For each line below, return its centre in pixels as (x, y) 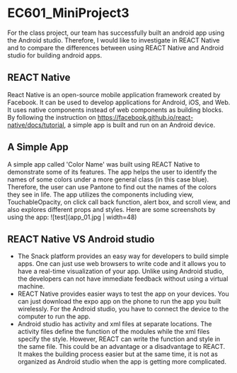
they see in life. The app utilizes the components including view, (100, 194)
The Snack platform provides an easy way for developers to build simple (123, 256)
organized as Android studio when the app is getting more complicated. (122, 362)
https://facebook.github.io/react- (146, 117)
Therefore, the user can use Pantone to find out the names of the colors (112, 186)
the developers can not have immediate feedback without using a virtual (123, 279)
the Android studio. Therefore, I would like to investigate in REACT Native (114, 40)
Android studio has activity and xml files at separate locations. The (115, 324)
